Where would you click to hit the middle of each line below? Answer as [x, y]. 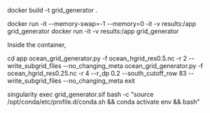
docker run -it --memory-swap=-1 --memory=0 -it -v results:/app [102, 24]
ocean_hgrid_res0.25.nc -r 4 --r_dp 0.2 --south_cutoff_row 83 [97, 73]
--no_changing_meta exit [99, 81]
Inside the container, [37, 45]
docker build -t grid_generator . [52, 10]
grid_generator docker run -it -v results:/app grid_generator [93, 31]
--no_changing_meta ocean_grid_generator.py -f [133, 66]
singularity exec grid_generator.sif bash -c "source [80, 94]
